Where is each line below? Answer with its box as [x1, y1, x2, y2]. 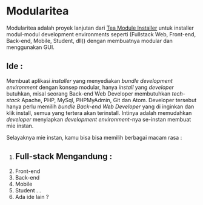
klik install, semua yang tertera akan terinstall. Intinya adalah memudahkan [6, 109, 192, 116]
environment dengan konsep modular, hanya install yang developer [6, 83, 174, 91]
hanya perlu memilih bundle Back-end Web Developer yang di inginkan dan [6, 103, 195, 110]
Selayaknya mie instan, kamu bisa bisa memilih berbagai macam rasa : [6, 134, 182, 141]
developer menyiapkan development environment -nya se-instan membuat [6, 116, 191, 123]
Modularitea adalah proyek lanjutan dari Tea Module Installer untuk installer [6, 24, 194, 31]
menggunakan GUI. [6, 44, 55, 51]
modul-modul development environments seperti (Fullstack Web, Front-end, [6, 30, 196, 37]
